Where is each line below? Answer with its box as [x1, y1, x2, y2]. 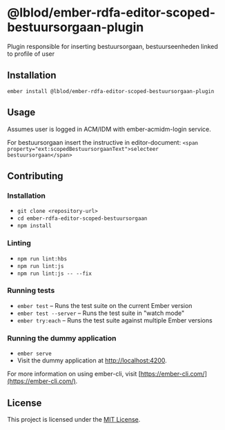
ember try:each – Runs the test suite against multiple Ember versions [17, 316, 213, 325]
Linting [7, 238, 31, 248]
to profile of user [7, 50, 55, 58]
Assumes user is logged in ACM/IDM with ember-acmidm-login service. [7, 125, 212, 133]
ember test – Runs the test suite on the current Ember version [17, 301, 193, 309]
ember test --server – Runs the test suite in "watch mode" [17, 309, 185, 317]
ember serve [17, 350, 52, 358]
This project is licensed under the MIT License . [7, 415, 141, 423]
